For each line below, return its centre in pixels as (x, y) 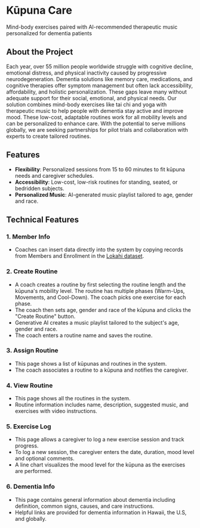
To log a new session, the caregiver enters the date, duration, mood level (104, 452)
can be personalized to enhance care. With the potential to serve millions (96, 123)
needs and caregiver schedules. (54, 175)
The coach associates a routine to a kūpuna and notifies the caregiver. (101, 370)
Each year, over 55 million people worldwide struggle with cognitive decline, (100, 66)
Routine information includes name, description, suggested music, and (102, 405)
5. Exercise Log (29, 427)
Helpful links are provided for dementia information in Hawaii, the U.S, (101, 512)
